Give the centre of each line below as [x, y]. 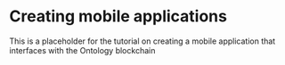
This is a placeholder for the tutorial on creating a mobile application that [142, 41]
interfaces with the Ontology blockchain [82, 50]
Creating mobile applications [118, 16]
